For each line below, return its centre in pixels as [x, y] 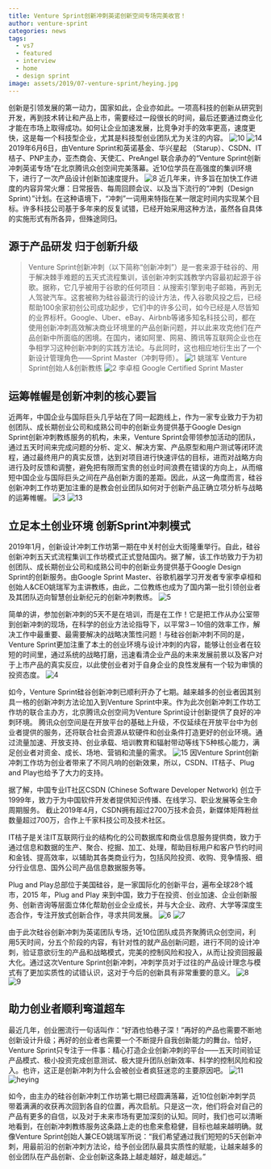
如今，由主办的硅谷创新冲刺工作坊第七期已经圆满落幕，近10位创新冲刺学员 [132, 1096]
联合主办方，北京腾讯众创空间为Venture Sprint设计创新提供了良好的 [142, 712]
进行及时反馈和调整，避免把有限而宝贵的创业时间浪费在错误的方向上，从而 [132, 467]
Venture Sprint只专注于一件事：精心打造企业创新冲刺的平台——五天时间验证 [135, 1050]
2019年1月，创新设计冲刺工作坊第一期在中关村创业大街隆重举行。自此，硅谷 [134, 547]
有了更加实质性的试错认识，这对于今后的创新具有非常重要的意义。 [125, 972]
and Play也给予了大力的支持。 [58, 773]
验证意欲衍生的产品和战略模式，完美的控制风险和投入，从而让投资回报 [139, 952]
